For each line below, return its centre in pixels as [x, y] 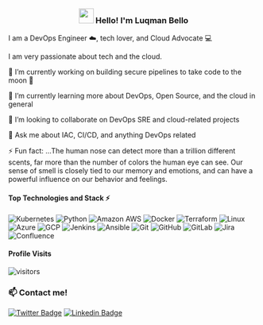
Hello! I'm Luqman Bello [142, 20]
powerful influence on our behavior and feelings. [88, 180]
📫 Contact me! [38, 292]
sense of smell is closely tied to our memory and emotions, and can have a [131, 171]
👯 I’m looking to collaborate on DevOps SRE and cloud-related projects [124, 120]
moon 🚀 [21, 80]
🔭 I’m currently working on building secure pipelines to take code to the [125, 72]
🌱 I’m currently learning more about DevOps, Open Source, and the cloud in [132, 96]
